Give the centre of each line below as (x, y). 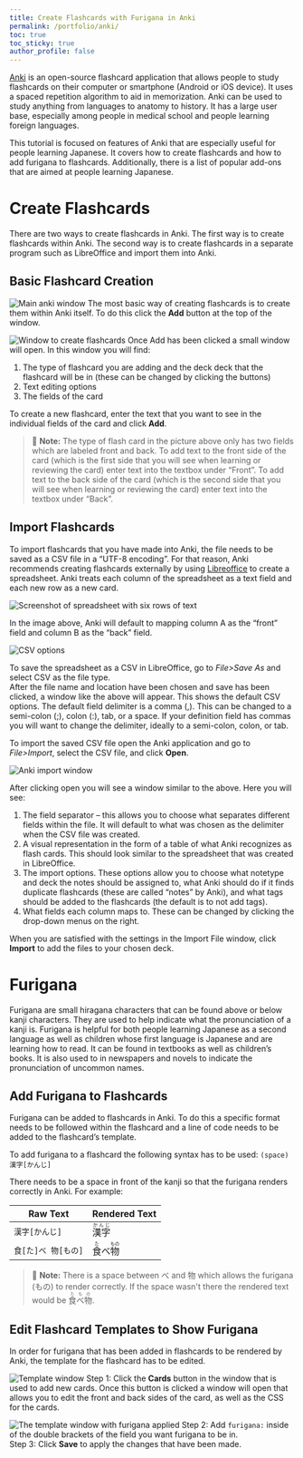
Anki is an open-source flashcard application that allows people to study (144, 77)
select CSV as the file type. (60, 677)
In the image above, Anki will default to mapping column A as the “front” (144, 623)
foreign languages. (44, 126)
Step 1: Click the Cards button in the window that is (181, 1378)
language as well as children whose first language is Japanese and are (141, 1038)
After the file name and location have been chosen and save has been (139, 686)
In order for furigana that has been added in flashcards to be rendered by (146, 1351)
